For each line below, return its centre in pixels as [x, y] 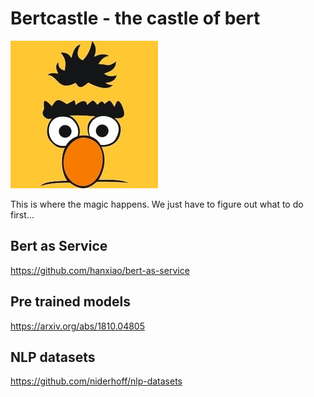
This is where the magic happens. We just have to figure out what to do [157, 204]
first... [22, 214]
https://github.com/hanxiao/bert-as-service [100, 270]
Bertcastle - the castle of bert [135, 18]
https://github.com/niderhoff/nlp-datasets [96, 381]
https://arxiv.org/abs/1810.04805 [78, 326]
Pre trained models [71, 302]
